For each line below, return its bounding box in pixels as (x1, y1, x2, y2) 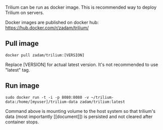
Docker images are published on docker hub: (5, 20, 99, 25)
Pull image (5, 39, 39, 48)
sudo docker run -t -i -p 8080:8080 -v (5, 95, 89, 100)
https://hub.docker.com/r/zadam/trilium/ (5, 25, 89, 31)
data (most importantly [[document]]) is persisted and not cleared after (5, 113, 153, 119)
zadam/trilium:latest (80, 99, 125, 104)
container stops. (5, 118, 39, 125)
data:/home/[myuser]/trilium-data (5, 99, 78, 104)
